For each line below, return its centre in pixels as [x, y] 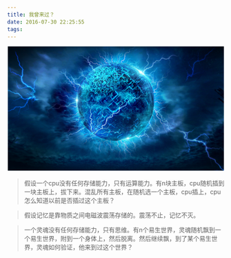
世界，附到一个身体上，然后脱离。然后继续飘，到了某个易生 [127, 239]
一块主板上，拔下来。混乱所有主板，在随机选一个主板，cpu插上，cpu [122, 192]
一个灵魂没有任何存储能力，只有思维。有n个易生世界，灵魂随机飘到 [120, 230]
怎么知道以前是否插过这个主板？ [69, 201]
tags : [15, 29]
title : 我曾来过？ [31, 15]
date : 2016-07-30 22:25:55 [46, 22]
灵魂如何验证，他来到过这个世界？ [84, 247]
